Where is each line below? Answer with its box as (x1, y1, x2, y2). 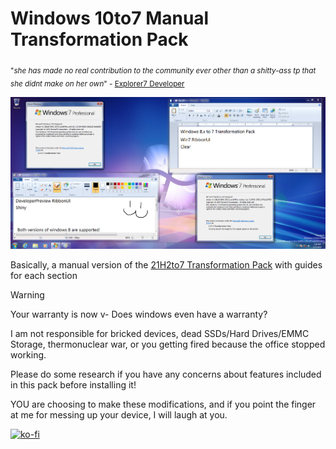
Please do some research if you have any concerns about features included (10, 368, 322, 381)
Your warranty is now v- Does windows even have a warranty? (10, 308, 268, 321)
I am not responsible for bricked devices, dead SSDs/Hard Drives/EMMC (10, 328, 310, 340)
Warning (10, 289, 45, 301)
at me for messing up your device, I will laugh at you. (10, 409, 228, 421)
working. (10, 349, 47, 361)
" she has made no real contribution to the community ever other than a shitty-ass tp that (10, 65, 317, 76)
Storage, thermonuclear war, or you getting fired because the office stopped (10, 338, 326, 351)
